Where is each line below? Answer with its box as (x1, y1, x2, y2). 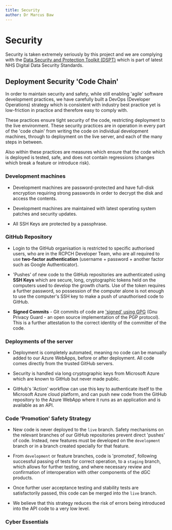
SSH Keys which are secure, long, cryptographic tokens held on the (12, 277, 156, 283)
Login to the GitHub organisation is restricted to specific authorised (12, 245, 155, 251)
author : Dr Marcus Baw (5, 12, 54, 17)
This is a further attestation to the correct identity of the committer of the (12, 319, 167, 326)
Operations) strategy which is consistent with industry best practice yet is (5, 102, 161, 108)
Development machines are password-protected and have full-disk (12, 184, 155, 191)
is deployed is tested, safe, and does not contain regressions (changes (5, 155, 155, 161)
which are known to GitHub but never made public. (12, 376, 120, 382)
